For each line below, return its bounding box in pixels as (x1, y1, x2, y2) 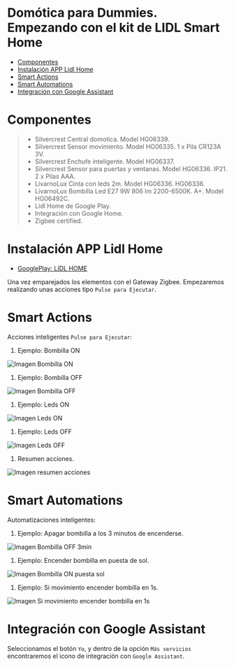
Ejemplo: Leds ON (17, 400, 70, 409)
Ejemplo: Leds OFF (17, 427, 72, 436)
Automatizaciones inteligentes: (7, 515, 96, 524)
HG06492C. (34, 194, 70, 203)
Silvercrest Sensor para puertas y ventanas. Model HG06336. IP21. (34, 164, 228, 173)
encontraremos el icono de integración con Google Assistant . (7, 652, 185, 660)
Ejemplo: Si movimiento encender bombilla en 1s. (17, 583, 159, 592)
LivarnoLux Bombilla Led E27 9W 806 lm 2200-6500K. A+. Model (34, 186, 224, 195)
